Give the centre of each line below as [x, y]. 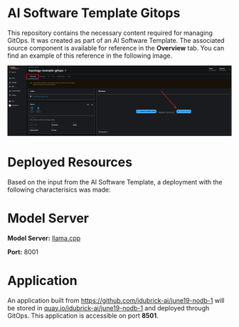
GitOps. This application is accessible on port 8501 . [83, 316]
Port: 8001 [23, 251]
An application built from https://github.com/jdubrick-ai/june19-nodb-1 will [116, 300]
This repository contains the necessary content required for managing [110, 33]
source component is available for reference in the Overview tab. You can [116, 48]
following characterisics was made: [59, 190]
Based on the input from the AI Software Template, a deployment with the [115, 182]
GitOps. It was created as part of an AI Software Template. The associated [116, 40]
